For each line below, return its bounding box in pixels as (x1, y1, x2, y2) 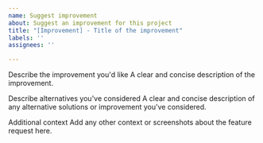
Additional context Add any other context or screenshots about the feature (8, 118, 252, 127)
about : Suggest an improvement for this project (8, 19, 172, 27)
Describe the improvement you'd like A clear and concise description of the (8, 70, 256, 79)
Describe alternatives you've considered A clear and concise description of (8, 94, 256, 103)
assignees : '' (8, 41, 56, 49)
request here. (8, 126, 52, 136)
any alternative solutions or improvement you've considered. (8, 102, 207, 112)
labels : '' (8, 33, 44, 42)
